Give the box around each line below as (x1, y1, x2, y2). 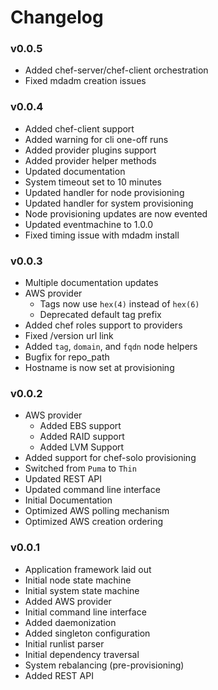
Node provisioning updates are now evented (24, 207, 208, 220)
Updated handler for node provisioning (24, 186, 185, 198)
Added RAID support (39, 431, 125, 443)
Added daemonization (24, 616, 117, 628)
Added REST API (24, 669, 94, 681)
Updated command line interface (24, 484, 161, 496)
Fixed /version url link (24, 330, 114, 342)
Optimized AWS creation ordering (24, 516, 164, 528)
